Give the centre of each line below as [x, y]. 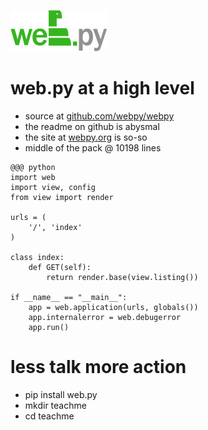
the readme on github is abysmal [92, 126]
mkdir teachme [55, 405]
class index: [37, 257]
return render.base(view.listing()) [122, 277]
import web [33, 177]
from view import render [62, 197]
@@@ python [33, 167]
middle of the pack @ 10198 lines [93, 147]
